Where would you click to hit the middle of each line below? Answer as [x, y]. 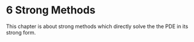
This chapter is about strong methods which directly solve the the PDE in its [97, 26]
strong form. [21, 32]
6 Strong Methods [51, 10]
